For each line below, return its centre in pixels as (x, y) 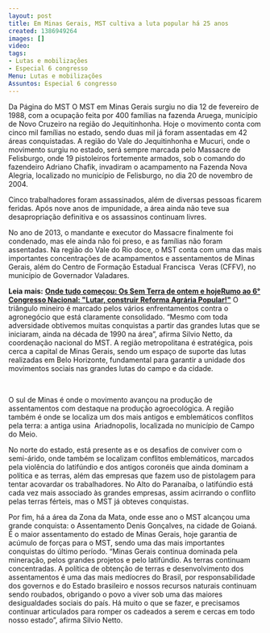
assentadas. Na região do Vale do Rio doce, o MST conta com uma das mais (135, 249)
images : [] (27, 38)
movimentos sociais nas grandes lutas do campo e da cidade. (111, 368)
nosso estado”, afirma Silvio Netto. (66, 620)
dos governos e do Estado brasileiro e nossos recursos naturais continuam (133, 585)
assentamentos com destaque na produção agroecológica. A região (121, 408)
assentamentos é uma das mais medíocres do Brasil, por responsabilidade (132, 577)
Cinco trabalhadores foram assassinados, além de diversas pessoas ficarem (135, 200)
